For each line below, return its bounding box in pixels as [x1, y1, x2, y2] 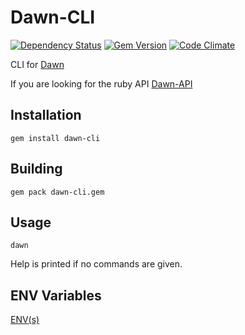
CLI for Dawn [10, 58, 65, 70]
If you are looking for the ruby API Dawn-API [10, 77, 193, 90]
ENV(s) [10, 314, 40, 326]
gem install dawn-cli [10, 133, 101, 143]
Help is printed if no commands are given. [10, 258, 183, 270]
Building [10, 161, 63, 178]
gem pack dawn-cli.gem [10, 187, 105, 197]
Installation [10, 107, 82, 124]
